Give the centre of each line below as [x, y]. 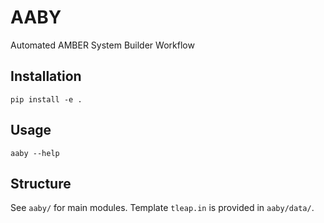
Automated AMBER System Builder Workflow [102, 45]
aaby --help [35, 153]
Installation [46, 76]
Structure [41, 183]
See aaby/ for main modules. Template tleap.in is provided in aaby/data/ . [162, 208]
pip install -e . [46, 99]
